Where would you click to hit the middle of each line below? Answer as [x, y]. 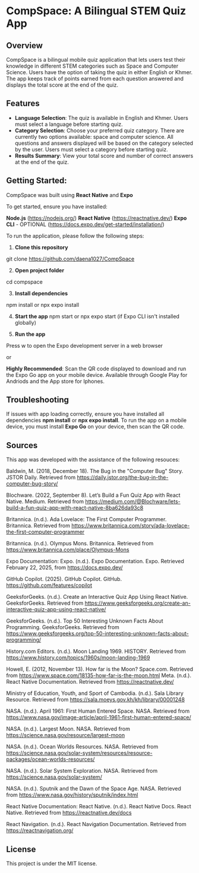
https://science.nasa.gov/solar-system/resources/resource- [79, 753]
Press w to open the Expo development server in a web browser [85, 345]
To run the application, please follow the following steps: [75, 236]
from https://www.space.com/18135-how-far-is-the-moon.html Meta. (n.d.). [99, 675]
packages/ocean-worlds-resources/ [50, 759]
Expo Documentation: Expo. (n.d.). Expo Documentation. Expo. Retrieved [95, 561]
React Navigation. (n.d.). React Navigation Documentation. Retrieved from [97, 824]
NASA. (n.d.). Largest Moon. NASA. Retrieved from [68, 729]
